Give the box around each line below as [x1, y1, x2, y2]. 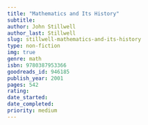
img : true [7, 49, 36, 56]
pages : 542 [7, 81, 39, 88]
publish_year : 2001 [7, 74, 64, 82]
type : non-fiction [7, 42, 60, 49]
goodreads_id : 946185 [7, 68, 70, 75]
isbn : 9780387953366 [7, 62, 67, 69]
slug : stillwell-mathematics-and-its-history [7, 36, 141, 43]
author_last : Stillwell [7, 29, 76, 37]
